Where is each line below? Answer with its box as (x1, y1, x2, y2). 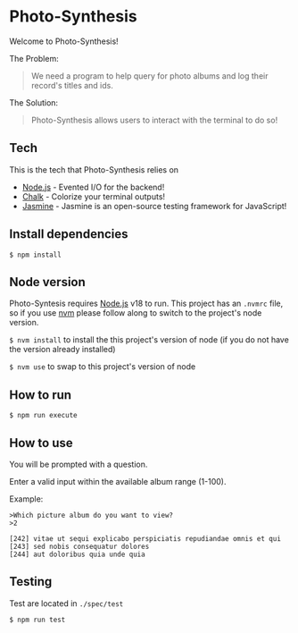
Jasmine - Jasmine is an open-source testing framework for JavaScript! (21, 200, 287, 211)
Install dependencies (9, 226, 128, 242)
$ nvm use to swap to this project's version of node (9, 361, 196, 372)
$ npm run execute (9, 411, 78, 420)
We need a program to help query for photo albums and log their (30, 70, 269, 81)
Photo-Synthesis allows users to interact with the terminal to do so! (30, 114, 278, 125)
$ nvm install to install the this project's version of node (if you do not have (9, 334, 290, 345)
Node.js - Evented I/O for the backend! (21, 181, 165, 192)
